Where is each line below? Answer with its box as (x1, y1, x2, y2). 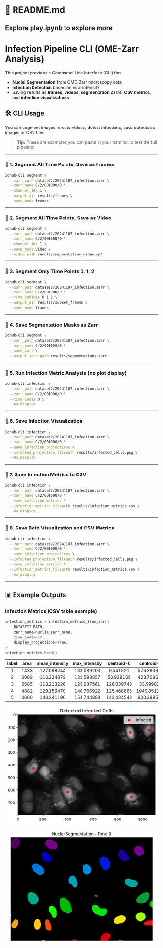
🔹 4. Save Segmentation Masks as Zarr (5, 321, 98, 328)
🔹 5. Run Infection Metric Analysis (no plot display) (5, 369, 127, 376)
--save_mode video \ (9, 247, 51, 252)
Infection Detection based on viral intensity (12, 84, 100, 90)
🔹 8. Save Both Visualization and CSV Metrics (5, 525, 114, 531)
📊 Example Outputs (5, 591, 66, 599)
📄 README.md (5, 4, 65, 16)
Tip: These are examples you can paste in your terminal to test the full (16, 139, 158, 145)
